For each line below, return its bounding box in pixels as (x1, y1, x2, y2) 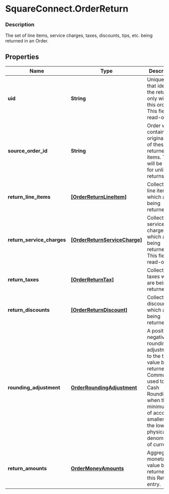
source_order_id (8, 147, 48, 155)
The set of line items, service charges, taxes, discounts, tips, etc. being (5, 32, 153, 38)
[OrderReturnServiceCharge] (70, 236, 142, 243)
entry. (146, 481, 161, 488)
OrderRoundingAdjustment (70, 384, 137, 391)
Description (5, 21, 35, 28)
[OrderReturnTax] (70, 276, 114, 283)
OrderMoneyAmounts (70, 465, 124, 472)
